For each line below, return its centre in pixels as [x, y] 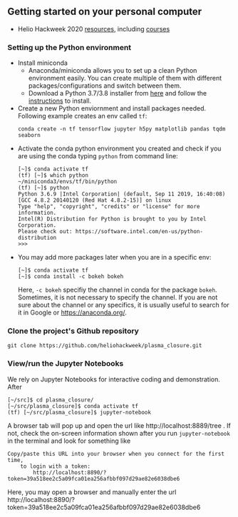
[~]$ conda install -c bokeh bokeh [71, 277]
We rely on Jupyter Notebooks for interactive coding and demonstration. [114, 379]
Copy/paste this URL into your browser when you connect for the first [116, 454]
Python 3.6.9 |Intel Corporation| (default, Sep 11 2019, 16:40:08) [121, 194]
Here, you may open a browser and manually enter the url [92, 492]
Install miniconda [42, 63]
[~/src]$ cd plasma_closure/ [51, 400]
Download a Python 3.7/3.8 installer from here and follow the [118, 93]
